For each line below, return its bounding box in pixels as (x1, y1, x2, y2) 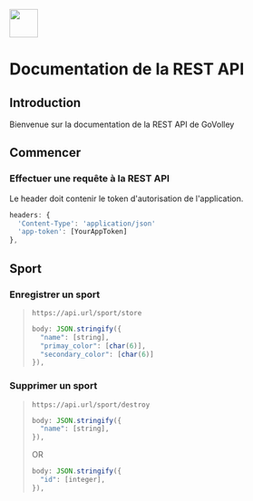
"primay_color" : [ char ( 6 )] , (40, 341, 147, 351)
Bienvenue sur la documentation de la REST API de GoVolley (9, 119, 235, 130)
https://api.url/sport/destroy (31, 400, 151, 409)
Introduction (9, 95, 82, 111)
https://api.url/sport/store (31, 308, 142, 317)
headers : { (9, 210, 51, 219)
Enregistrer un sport (9, 288, 101, 301)
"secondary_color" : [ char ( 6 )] (40, 350, 154, 359)
